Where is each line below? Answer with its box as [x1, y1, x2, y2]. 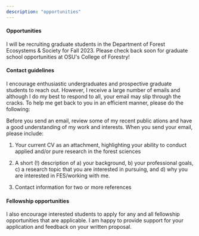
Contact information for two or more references [14, 183, 132, 191]
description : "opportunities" [6, 8, 82, 15]
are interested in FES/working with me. [14, 172, 110, 179]
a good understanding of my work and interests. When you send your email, [6, 124, 193, 131]
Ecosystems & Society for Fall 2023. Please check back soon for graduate [6, 47, 188, 54]
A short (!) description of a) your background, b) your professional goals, [14, 160, 194, 167]
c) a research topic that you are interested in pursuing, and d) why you [14, 165, 188, 173]
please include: [6, 130, 43, 137]
